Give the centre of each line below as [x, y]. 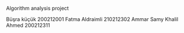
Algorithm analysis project [37, 8]
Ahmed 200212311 [28, 25]
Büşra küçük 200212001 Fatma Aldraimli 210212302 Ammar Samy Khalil [92, 19]
